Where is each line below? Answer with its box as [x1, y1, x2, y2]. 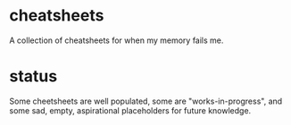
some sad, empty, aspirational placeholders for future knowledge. [9, 104, 252, 116]
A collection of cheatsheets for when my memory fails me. [9, 35, 224, 46]
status [9, 66, 58, 87]
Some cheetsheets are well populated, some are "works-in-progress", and [9, 96, 283, 106]
